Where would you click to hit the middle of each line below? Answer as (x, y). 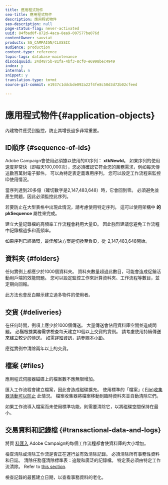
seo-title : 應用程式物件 (29, 15)
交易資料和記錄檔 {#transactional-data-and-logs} (83, 430)
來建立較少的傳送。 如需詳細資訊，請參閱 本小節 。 (56, 338)
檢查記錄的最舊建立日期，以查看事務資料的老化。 (55, 477)
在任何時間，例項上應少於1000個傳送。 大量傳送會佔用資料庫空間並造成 (79, 325)
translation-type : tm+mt (31, 80)
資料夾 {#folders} (32, 259)
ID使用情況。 (18, 179)
